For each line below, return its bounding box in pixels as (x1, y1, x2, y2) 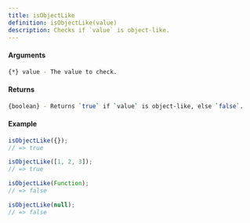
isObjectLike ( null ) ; (8, 201, 76, 209)
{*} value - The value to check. (8, 68, 118, 75)
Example (8, 119, 38, 129)
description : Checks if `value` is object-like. (8, 26, 170, 34)
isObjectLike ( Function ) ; (8, 180, 89, 188)
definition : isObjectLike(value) (8, 19, 118, 27)
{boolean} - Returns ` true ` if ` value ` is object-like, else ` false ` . (8, 102, 244, 110)
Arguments (8, 50, 46, 60)
